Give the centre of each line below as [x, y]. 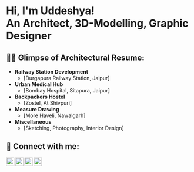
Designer [29, 36]
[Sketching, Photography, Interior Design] [74, 128]
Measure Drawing [37, 109]
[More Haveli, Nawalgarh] [54, 115]
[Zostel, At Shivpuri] [48, 103]
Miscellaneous [33, 122]
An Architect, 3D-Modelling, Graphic [98, 23]
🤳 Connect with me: [43, 146]
